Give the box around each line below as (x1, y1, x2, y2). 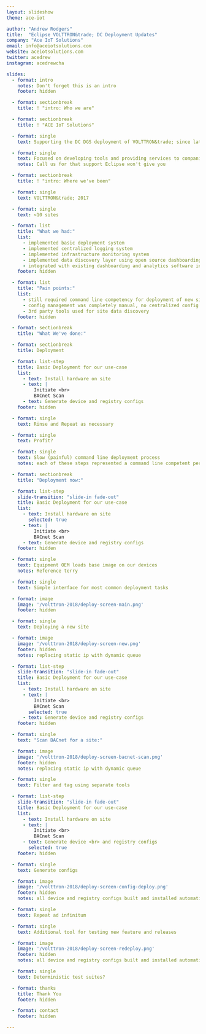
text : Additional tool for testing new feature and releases (17, 929, 177, 935)
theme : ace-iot (6, 15, 45, 21)
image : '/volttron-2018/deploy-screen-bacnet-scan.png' (17, 754, 164, 760)
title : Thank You (17, 990, 62, 997)
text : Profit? (17, 437, 53, 444)
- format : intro (12, 77, 53, 83)
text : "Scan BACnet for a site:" (17, 737, 103, 743)
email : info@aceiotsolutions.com (6, 43, 92, 49)
